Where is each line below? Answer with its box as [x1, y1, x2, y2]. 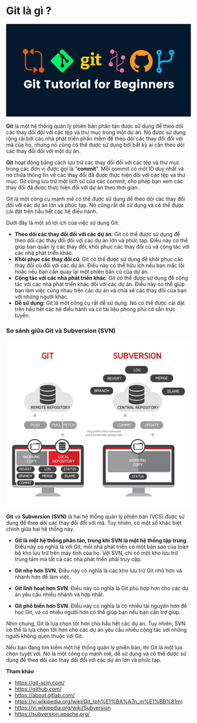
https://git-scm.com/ [14, 679, 65, 687]
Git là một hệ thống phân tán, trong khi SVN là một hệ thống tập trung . [14, 537, 188, 544]
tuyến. [14, 312, 30, 319]
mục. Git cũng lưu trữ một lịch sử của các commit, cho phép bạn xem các [6, 178, 184, 185]
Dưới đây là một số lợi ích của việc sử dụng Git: [6, 219, 120, 226]
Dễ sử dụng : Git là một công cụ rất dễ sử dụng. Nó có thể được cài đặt [14, 299, 185, 306]
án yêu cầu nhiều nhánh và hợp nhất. [14, 591, 104, 598]
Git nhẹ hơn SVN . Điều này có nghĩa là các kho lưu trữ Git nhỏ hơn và [14, 567, 182, 574]
